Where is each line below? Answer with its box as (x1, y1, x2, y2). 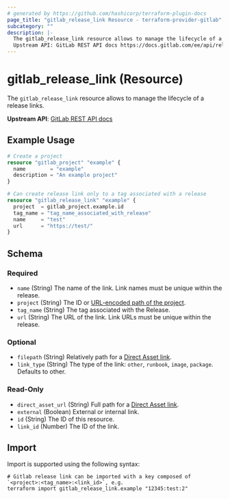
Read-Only (7, 385, 44, 394)
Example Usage (7, 134, 75, 146)
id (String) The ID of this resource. (16, 415, 115, 423)
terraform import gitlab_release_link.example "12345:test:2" (7, 485, 188, 492)
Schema (7, 247, 43, 259)
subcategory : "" (7, 23, 53, 29)
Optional (7, 337, 36, 347)
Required (7, 268, 38, 278)
